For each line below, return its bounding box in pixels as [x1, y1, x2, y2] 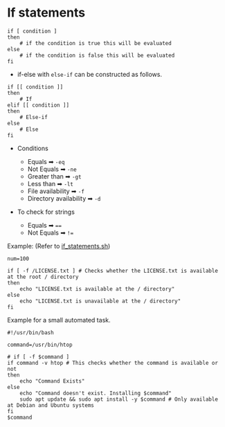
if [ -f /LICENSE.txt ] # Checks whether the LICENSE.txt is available [7, 267, 218, 274]
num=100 [7, 255, 30, 262]
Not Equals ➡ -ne [27, 165, 78, 173]
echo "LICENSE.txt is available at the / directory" [19, 285, 175, 292]
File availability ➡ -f [27, 187, 85, 195]
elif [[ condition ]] [7, 102, 70, 109]
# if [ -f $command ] [7, 353, 70, 361]
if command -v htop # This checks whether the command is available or [7, 359, 218, 366]
